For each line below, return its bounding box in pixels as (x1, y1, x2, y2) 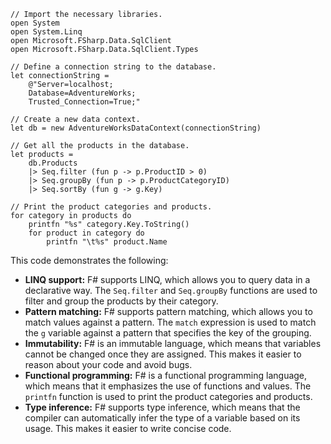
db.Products (28, 158, 78, 168)
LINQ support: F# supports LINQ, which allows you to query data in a (24, 274, 311, 285)
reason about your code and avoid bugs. (24, 359, 193, 370)
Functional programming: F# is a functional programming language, (24, 370, 308, 381)
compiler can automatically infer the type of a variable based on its (24, 412, 301, 424)
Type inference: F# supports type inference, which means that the (24, 401, 301, 413)
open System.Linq (10, 27, 83, 37)
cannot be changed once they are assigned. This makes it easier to (24, 348, 302, 360)
